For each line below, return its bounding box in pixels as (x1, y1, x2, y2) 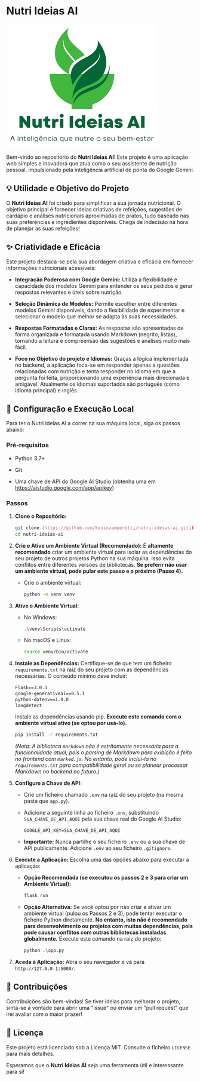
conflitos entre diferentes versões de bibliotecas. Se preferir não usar (14, 561, 187, 568)
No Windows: (23, 613, 57, 621)
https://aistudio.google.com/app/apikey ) (14, 484, 115, 491)
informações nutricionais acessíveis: (6, 264, 96, 271)
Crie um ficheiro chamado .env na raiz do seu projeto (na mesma (23, 791, 184, 799)
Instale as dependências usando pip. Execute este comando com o (14, 713, 181, 720)
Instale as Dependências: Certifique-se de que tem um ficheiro (14, 660, 172, 667)
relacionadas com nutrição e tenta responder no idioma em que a (14, 367, 176, 374)
